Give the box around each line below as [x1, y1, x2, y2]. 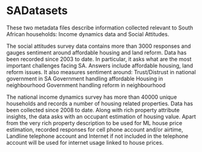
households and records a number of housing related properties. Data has [6, 99, 193, 107]
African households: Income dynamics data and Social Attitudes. [6, 30, 170, 37]
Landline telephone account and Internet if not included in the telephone [6, 132, 189, 140]
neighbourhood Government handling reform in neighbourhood [6, 81, 166, 89]
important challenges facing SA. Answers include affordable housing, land [6, 62, 193, 69]
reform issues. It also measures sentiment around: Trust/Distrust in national [6, 68, 196, 75]
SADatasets [6, 4, 69, 18]
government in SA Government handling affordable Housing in [6, 75, 163, 82]
